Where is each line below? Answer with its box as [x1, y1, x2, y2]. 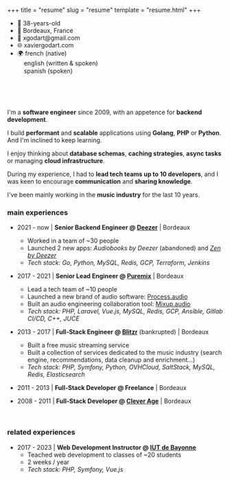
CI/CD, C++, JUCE [27, 314, 80, 323]
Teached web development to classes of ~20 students [27, 450, 182, 459]
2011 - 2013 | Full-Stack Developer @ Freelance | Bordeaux [16, 384, 187, 392]
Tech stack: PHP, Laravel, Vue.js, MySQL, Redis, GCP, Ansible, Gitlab [27, 307, 223, 316]
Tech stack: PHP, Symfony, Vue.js [27, 465, 124, 473]
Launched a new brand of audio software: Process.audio [27, 292, 188, 301]
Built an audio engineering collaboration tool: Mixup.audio [27, 300, 191, 308]
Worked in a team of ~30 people [27, 237, 119, 245]
